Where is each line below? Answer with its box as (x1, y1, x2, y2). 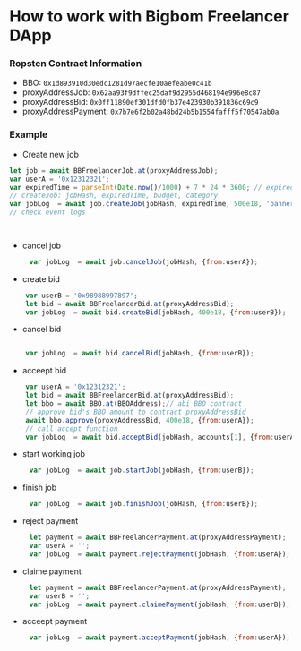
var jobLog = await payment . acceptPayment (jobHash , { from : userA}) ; (29, 633, 291, 642)
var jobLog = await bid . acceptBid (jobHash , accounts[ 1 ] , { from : (25, 433, 275, 441)
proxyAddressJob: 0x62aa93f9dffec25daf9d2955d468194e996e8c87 (21, 87, 262, 98)
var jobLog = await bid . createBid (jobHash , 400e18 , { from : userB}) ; (25, 307, 287, 317)
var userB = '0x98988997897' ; (25, 291, 139, 300)
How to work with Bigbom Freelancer (9, 6, 289, 27)
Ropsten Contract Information (9, 57, 142, 70)
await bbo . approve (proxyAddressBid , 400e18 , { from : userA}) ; (25, 415, 254, 424)
